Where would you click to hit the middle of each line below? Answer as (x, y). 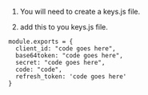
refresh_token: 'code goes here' (71, 77)
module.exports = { (41, 42)
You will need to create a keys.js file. (80, 12)
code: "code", (39, 69)
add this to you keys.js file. (64, 27)
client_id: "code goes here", (66, 49)
